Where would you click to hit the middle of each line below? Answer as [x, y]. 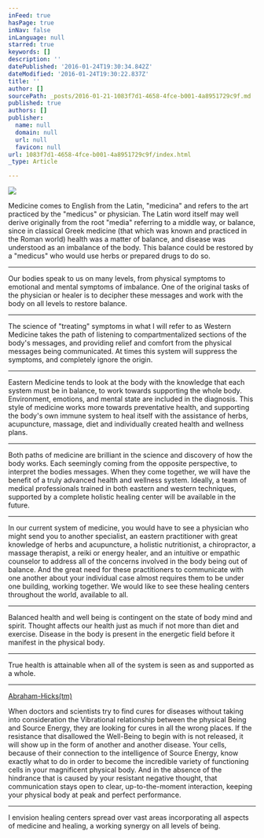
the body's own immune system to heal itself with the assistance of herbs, [128, 416]
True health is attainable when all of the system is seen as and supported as [131, 665]
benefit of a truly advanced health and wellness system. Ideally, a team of [128, 480]
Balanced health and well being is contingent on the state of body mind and [130, 618]
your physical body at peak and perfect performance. [95, 795]
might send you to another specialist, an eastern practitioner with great [123, 537]
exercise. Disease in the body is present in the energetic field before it [122, 634]
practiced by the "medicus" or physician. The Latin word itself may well [124, 214]
